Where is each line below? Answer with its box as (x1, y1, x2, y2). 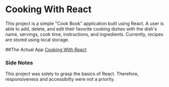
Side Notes (5, 59, 33, 66)
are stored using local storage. (5, 37, 70, 43)
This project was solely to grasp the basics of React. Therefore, (5, 71, 139, 77)
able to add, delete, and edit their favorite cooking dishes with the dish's (5, 25, 157, 32)
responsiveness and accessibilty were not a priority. (5, 76, 115, 82)
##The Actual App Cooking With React (5, 46, 87, 52)
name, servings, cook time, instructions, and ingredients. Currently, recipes (5, 31, 163, 37)
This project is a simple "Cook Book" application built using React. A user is (5, 20, 164, 26)
